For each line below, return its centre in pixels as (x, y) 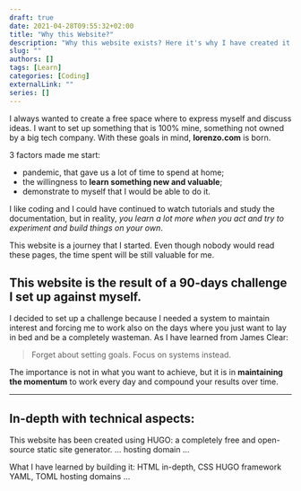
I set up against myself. (75, 297)
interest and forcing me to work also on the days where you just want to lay (148, 328)
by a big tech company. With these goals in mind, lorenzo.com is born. (140, 137)
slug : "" (26, 51)
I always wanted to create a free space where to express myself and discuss (150, 118)
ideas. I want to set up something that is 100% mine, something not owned (147, 127)
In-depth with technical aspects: (102, 418)
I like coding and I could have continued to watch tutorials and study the (142, 208)
